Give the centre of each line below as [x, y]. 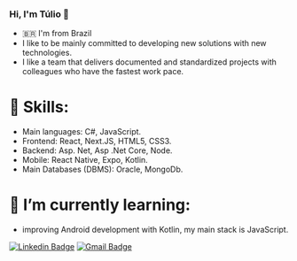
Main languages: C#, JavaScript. [82, 132]
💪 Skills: [39, 107]
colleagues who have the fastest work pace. [103, 72]
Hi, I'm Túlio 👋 [39, 14]
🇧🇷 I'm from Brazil [57, 34]
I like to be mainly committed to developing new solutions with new [145, 43]
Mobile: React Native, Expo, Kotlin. [85, 160]
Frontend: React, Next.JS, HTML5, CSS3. [97, 142]
